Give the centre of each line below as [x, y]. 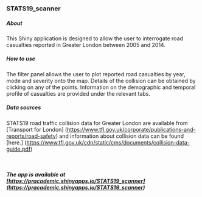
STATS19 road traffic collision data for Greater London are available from [97, 123]
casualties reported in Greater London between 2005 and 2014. [86, 45]
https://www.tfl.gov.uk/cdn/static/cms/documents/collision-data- [108, 142]
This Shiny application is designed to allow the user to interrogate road [95, 38]
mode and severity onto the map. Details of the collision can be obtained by [101, 81]
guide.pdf [19, 149]
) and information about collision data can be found [120, 136]
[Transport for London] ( [37, 129]
